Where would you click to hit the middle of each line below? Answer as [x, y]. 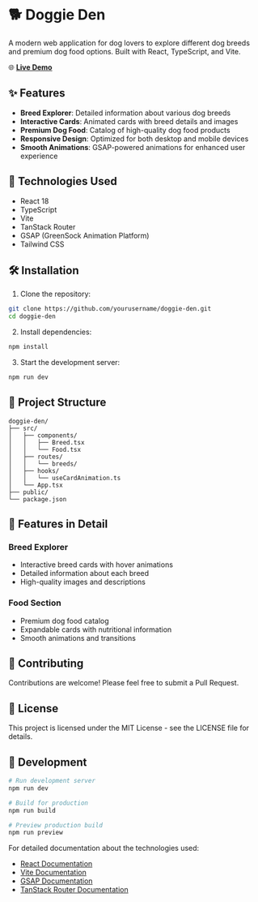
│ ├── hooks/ [34, 470]
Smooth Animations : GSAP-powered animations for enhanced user [133, 147]
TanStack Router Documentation [74, 890]
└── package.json [38, 499]
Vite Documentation [53, 873]
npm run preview [36, 833]
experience [39, 156]
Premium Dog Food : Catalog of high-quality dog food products [125, 130]
